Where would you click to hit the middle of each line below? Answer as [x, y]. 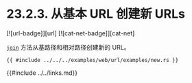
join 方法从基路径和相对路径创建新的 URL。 [68, 47]
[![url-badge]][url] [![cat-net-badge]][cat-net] [71, 33]
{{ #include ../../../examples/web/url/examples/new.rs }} [93, 60]
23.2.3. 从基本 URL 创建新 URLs [96, 14]
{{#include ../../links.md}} [42, 73]
